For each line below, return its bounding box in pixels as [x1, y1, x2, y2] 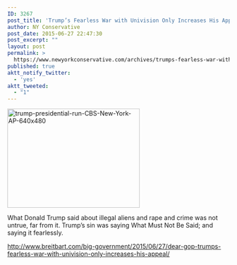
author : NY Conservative [7, 23, 80, 30]
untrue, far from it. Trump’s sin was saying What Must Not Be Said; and [7, 221, 214, 230]
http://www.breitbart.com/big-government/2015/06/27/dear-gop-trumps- [7, 242, 221, 251]
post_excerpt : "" [7, 37, 59, 44]
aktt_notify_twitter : [7, 69, 71, 76]
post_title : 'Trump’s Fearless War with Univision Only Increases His [7, 17, 219, 24]
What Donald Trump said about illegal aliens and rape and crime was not [7, 214, 218, 222]
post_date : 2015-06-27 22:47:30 [7, 30, 102, 37]
